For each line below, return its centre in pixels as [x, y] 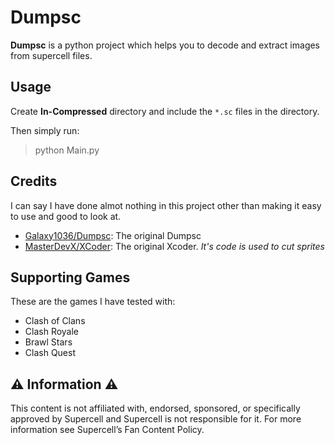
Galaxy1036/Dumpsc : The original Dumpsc [113, 235]
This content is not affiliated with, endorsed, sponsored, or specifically [155, 408]
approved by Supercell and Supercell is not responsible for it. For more [156, 419]
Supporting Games [70, 277]
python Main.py [67, 150]
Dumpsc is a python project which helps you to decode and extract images [165, 45]
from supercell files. [51, 55]
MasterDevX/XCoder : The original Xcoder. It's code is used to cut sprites [174, 246]
